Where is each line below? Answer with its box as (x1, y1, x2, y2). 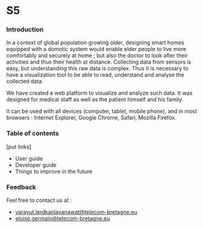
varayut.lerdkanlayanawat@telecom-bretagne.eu (15, 209, 138, 216)
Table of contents (6, 129, 59, 138)
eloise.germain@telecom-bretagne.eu (15, 215, 110, 222)
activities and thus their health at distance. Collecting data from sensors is (6, 58, 191, 65)
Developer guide (15, 161, 57, 169)
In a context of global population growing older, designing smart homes (6, 39, 185, 46)
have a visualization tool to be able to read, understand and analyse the (6, 71, 185, 79)
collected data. (6, 78, 44, 85)
